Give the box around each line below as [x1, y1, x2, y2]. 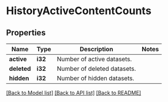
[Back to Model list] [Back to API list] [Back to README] [6, 90, 141, 96]
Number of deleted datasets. [57, 65, 137, 73]
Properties [6, 28, 46, 38]
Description [79, 45, 114, 53]
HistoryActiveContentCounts [6, 4, 151, 18]
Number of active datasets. [57, 55, 132, 63]
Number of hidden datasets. [57, 74, 134, 82]
